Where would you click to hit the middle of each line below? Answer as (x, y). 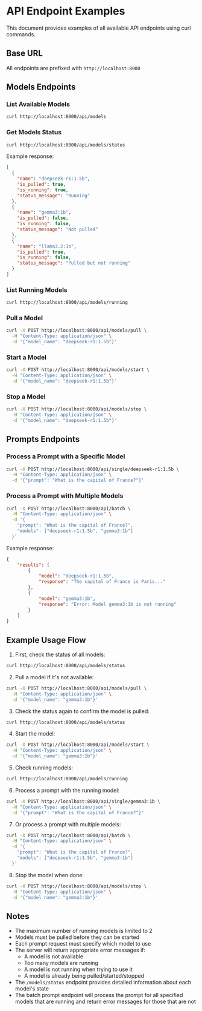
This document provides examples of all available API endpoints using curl (99, 28)
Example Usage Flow (46, 640)
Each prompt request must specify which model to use (83, 944)
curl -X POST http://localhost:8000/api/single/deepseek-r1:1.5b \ (93, 469)
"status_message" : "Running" (54, 196)
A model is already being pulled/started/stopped (84, 976)
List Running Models (37, 290)
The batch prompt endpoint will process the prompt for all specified (99, 995)
